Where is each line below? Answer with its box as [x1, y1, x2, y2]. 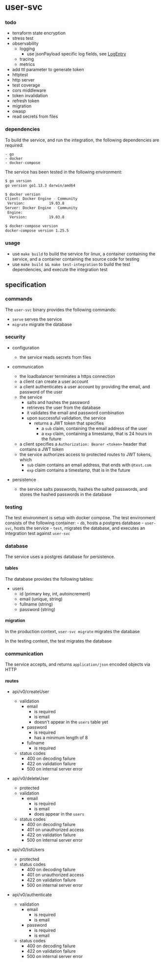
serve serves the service [12, 316, 62, 322]
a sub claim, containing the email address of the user [41, 425, 148, 431]
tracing [19, 56, 34, 62]
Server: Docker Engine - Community [5, 206, 78, 211]
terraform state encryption [12, 30, 66, 36]
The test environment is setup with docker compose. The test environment [5, 515, 156, 521]
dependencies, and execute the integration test [12, 267, 108, 272]
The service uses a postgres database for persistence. [5, 554, 116, 560]
